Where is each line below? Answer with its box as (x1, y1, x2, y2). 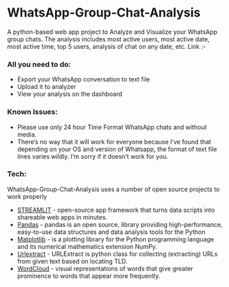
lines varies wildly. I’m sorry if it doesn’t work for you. (17, 152, 168, 160)
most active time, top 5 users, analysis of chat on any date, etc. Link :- (7, 42, 206, 50)
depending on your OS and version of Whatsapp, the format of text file (17, 145, 217, 153)
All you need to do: (7, 59, 72, 69)
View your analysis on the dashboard (17, 90, 122, 98)
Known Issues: (7, 107, 58, 117)
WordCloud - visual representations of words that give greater (17, 264, 194, 273)
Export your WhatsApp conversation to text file (17, 75, 150, 83)
